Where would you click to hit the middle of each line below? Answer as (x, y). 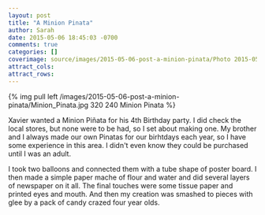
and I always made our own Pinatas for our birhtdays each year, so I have (127, 137)
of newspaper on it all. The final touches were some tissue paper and (121, 185)
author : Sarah (32, 30)
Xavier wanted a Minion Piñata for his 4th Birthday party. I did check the (125, 120)
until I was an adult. (40, 154)
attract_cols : (32, 67)
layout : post (30, 15)
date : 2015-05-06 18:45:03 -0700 (63, 37)
